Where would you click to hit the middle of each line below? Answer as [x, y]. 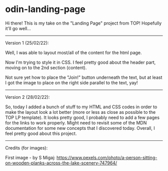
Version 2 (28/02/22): [27, 97]
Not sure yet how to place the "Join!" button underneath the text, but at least [84, 77]
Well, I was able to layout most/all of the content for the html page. [73, 52]
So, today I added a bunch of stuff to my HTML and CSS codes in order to [81, 107]
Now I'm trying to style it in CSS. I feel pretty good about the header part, [80, 62]
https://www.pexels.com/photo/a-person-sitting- [107, 157]
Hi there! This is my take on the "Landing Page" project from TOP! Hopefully [83, 23]
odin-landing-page [45, 9]
